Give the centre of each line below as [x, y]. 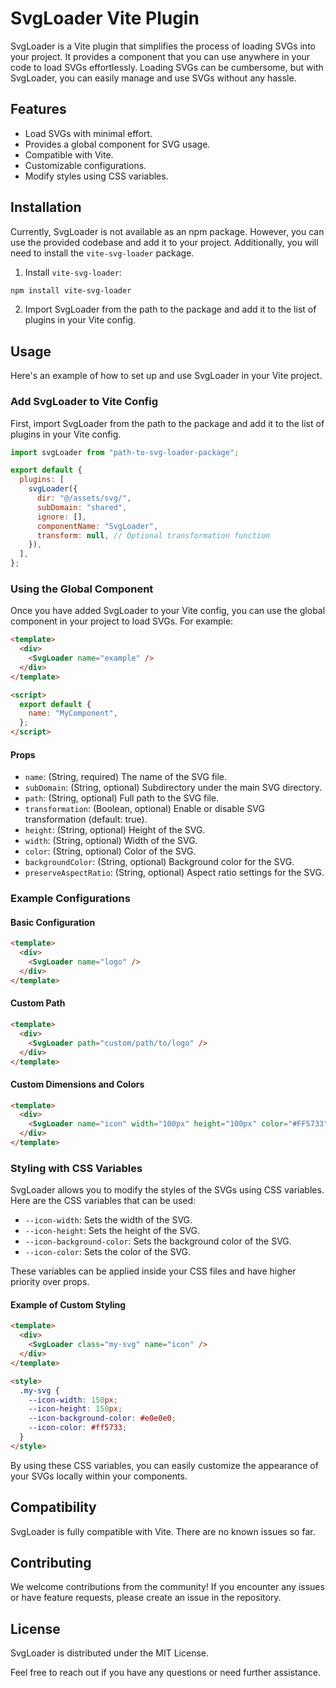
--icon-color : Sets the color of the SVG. [108, 1252]
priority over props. [50, 1282]
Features [38, 109]
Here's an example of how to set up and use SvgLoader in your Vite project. [166, 376]
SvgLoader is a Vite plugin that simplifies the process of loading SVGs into [163, 46]
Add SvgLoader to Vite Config [84, 402]
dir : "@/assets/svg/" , [84, 498]
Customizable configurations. [85, 165]
